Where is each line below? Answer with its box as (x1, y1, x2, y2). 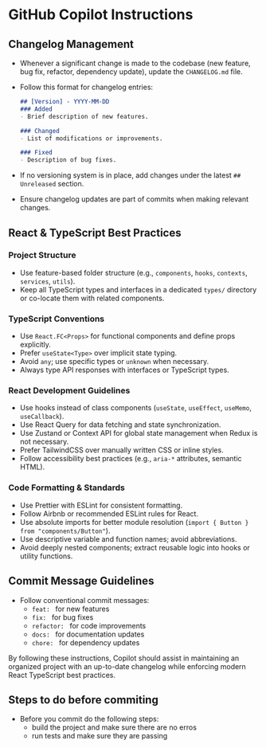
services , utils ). (19, 276, 76, 286)
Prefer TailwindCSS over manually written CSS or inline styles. (19, 445, 225, 455)
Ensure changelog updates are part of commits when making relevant (19, 194, 249, 204)
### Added (19, 105, 53, 113)
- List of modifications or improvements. (19, 134, 163, 143)
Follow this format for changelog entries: (19, 82, 154, 92)
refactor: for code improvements (31, 621, 147, 630)
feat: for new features (31, 604, 110, 613)
